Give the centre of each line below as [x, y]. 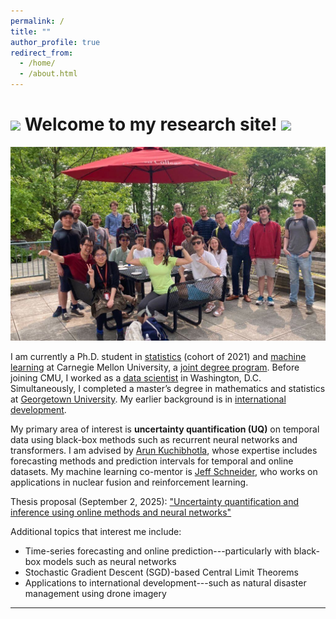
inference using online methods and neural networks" [121, 512]
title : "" [31, 31]
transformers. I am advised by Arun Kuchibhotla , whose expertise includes [164, 450]
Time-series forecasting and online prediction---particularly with [158, 551]
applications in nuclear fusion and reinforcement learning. [129, 482]
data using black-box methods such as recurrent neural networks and [154, 439]
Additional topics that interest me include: [96, 531]
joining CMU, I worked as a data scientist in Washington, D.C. [136, 377]
